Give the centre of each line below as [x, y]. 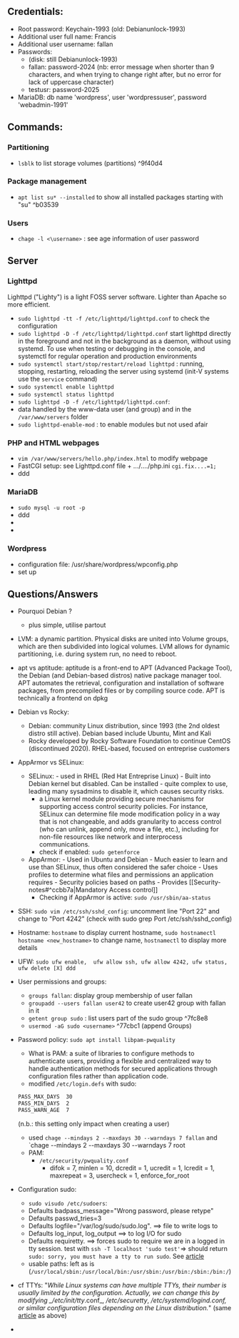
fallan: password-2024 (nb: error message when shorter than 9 [121, 66]
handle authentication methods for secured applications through [123, 1068]
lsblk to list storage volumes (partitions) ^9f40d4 [90, 163]
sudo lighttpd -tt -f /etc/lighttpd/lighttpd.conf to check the [114, 318]
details [27, 948]
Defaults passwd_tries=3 [65, 1218]
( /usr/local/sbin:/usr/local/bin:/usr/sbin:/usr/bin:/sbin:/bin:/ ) [130, 1272]
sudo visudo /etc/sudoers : [68, 1203]
